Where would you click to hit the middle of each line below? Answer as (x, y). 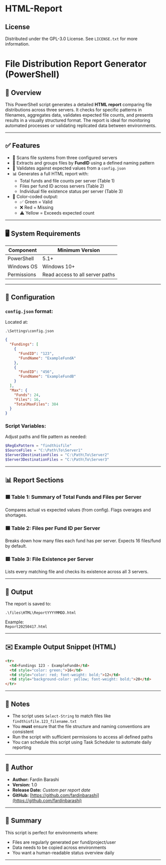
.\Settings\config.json (30, 331)
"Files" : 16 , (27, 399)
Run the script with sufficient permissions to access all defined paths (83, 736)
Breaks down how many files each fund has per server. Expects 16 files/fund (83, 541)
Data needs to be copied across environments (59, 847)
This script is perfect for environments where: (52, 832)
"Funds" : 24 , (27, 395)
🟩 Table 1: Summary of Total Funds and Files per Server (73, 497)
